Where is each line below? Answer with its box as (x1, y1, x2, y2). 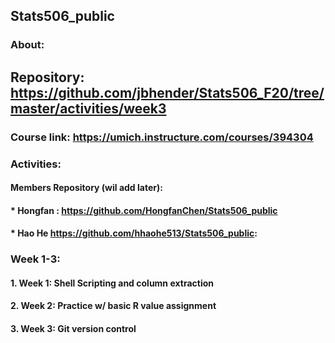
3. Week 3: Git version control (10, 323, 137, 335)
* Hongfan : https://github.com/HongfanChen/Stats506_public (10, 204, 278, 216)
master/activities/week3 (10, 100, 167, 117)
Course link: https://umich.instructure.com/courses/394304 (10, 130, 314, 144)
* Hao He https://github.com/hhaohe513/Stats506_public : (10, 227, 258, 239)
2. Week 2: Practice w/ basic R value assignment (10, 300, 217, 312)
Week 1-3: (10, 252, 61, 266)
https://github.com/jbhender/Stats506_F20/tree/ (10, 84, 325, 101)
